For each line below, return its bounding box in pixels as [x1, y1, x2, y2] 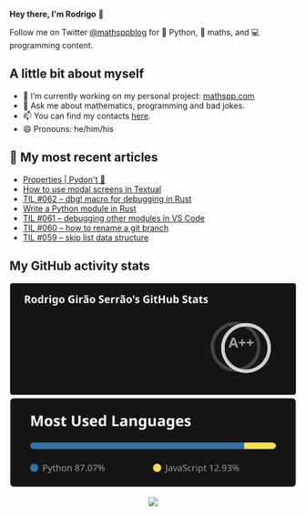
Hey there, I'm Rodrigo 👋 [9, 9, 105, 19]
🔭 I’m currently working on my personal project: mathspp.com [22, 90, 255, 101]
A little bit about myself [9, 66, 144, 82]
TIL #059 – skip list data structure [22, 232, 149, 243]
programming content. [9, 40, 94, 50]
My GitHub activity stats [9, 258, 150, 274]
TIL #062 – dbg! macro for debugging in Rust [22, 193, 192, 204]
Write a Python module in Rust [22, 203, 137, 214]
